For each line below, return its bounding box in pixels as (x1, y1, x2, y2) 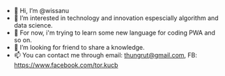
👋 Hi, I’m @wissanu (13, 7, 70, 15)
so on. (13, 36, 33, 44)
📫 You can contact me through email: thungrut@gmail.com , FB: (13, 51, 197, 59)
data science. (13, 21, 54, 29)
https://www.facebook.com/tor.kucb (13, 61, 118, 69)
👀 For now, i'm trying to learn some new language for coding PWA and (13, 28, 216, 37)
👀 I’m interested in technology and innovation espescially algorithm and (13, 14, 219, 22)
